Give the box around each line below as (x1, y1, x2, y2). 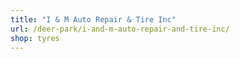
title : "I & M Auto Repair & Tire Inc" (10, 14, 177, 25)
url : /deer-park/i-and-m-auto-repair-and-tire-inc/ (10, 24, 230, 34)
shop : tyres (10, 33, 60, 43)
